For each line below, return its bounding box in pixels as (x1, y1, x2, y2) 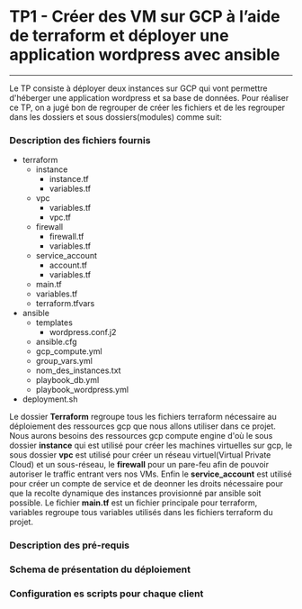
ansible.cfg (35, 336, 78, 348)
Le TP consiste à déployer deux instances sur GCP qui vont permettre (9, 83, 268, 94)
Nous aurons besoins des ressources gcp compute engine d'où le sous (9, 431, 273, 441)
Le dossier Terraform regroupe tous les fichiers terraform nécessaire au (9, 412, 277, 423)
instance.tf (49, 174, 89, 185)
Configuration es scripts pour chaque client (9, 587, 204, 600)
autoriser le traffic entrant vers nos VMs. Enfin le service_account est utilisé (9, 468, 292, 479)
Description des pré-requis (9, 539, 130, 551)
